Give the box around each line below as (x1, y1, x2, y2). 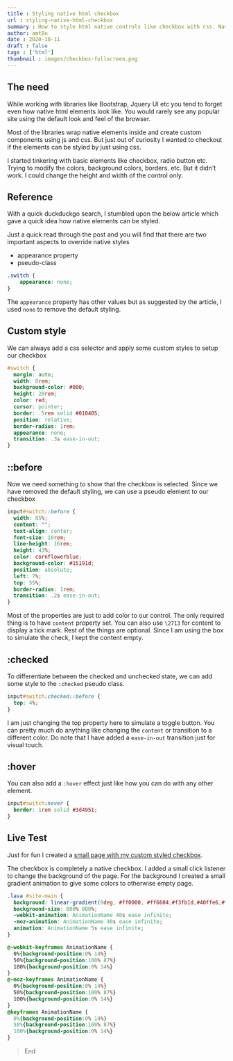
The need (7, 81, 49, 93)
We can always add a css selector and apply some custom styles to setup (7, 344, 218, 352)
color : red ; (13, 397, 49, 404)
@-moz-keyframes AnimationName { (7, 976, 104, 983)
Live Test (7, 832, 47, 844)
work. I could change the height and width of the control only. (7, 171, 184, 180)
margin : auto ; (13, 371, 54, 378)
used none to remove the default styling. (7, 305, 121, 313)
